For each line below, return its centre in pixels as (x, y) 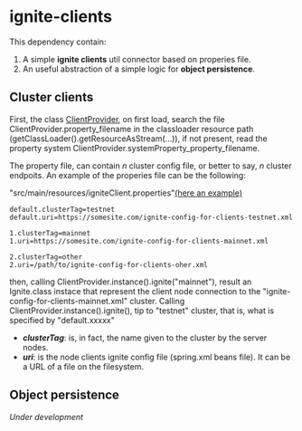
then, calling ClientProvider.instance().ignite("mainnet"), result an (131, 282)
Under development (47, 417)
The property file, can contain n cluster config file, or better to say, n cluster (151, 166)
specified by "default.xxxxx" (62, 320)
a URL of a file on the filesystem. (83, 366)
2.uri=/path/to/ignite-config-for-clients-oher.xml (109, 264)
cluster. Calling (157, 301)
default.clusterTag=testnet (62, 209)
